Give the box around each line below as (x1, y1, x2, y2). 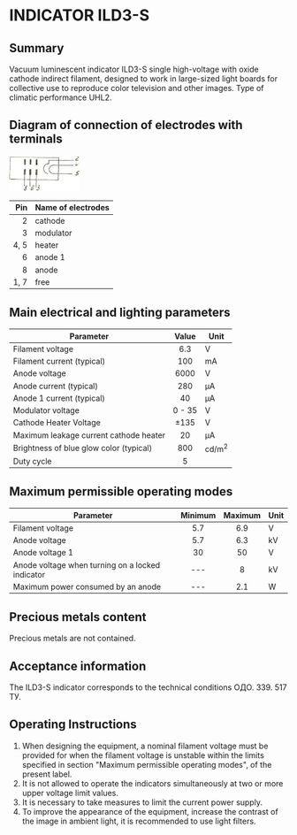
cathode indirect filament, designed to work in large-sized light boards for (9, 73, 278, 84)
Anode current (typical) (12, 380, 99, 391)
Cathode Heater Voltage (12, 417, 102, 428)
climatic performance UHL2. (9, 92, 112, 103)
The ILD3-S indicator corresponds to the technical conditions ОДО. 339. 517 (9, 682, 287, 693)
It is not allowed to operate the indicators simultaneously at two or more (21, 778, 284, 788)
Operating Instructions (9, 717, 137, 732)
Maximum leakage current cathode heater (12, 430, 166, 440)
